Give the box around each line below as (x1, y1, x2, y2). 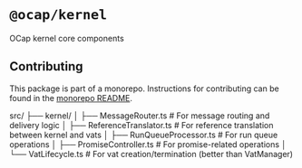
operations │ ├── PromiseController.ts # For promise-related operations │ (9, 138, 287, 150)
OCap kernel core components (9, 33, 124, 43)
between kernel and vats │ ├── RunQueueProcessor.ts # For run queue (9, 129, 278, 140)
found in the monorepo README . (9, 92, 133, 103)
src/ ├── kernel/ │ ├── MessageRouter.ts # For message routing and (9, 110, 270, 121)
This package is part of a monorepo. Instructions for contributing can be (9, 83, 279, 94)
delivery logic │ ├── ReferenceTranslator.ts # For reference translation (9, 119, 274, 130)
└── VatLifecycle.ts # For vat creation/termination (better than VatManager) (9, 148, 293, 159)
